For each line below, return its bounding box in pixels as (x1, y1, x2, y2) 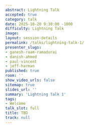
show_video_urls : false (5, 78, 55, 83)
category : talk (5, 17, 37, 22)
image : (5, 31, 19, 36)
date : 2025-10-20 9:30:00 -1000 (5, 21, 73, 27)
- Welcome (5, 101, 26, 106)
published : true (5, 69, 39, 74)
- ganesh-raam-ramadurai (5, 49, 57, 54)
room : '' (5, 73, 24, 78)
